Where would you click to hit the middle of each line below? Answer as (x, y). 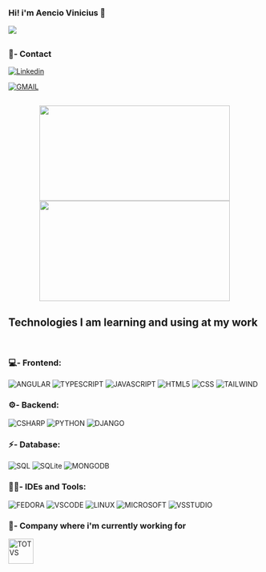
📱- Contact (30, 54)
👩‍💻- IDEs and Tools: (47, 487)
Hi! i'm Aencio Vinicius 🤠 (57, 13)
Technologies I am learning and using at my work (133, 322)
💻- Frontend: (35, 363)
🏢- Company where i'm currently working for (97, 526)
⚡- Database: (34, 444)
